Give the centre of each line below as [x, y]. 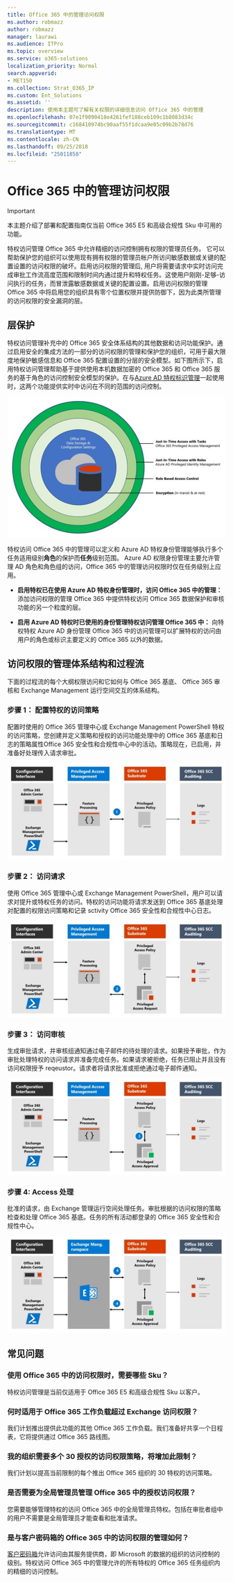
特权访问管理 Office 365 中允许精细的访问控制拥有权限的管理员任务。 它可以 [116, 249]
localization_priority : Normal [52, 66]
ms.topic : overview [35, 51]
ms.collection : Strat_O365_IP [51, 88]
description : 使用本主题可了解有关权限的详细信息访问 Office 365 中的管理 [105, 110]
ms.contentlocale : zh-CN [43, 139]
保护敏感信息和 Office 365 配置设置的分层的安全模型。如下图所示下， [118, 360]
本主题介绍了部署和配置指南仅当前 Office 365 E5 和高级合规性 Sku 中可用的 [114, 225]
